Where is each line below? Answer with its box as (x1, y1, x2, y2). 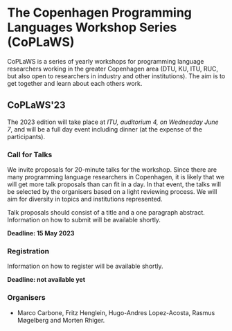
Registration (7, 246, 50, 256)
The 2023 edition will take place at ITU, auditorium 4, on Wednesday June (7, 118, 220, 126)
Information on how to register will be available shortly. (7, 262, 164, 271)
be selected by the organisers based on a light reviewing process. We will (7, 188, 217, 196)
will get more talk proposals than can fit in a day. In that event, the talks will (7, 180, 222, 188)
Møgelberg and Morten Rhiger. (17, 316, 105, 324)
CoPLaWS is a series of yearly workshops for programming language (7, 57, 204, 65)
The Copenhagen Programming (7, 5, 193, 21)
